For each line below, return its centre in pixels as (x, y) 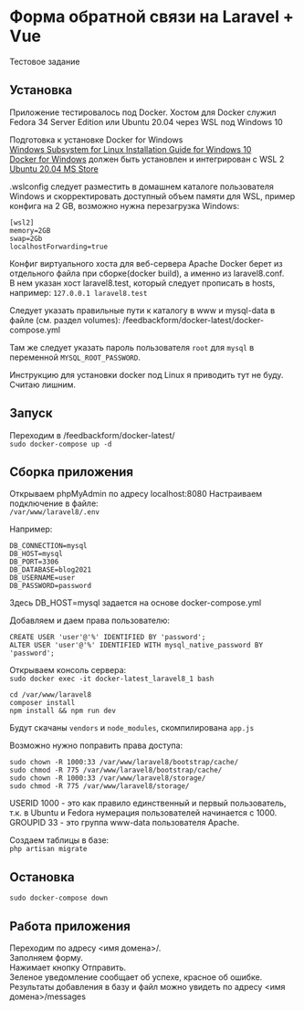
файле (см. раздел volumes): (65, 320)
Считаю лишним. (42, 384)
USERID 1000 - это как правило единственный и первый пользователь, (148, 803)
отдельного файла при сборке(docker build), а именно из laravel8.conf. (147, 273)
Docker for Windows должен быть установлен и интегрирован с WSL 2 (147, 159)
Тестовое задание (45, 61)
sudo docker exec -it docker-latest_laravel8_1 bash (112, 679)
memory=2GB (30, 230)
